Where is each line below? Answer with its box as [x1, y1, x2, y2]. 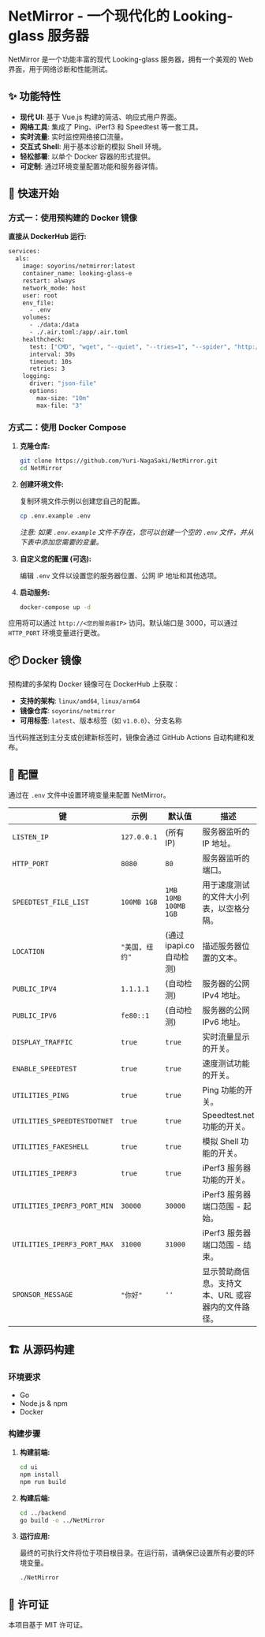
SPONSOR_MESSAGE [12, 1291, 73, 1299]
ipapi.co [165, 940, 195, 951]
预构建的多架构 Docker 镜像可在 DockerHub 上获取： [8, 679, 180, 689]
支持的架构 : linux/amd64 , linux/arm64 [19, 696, 140, 706]
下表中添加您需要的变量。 [19, 537, 103, 547]
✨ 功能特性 [8, 90, 62, 103]
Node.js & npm [19, 1398, 69, 1408]
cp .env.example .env [19, 512, 91, 520]
